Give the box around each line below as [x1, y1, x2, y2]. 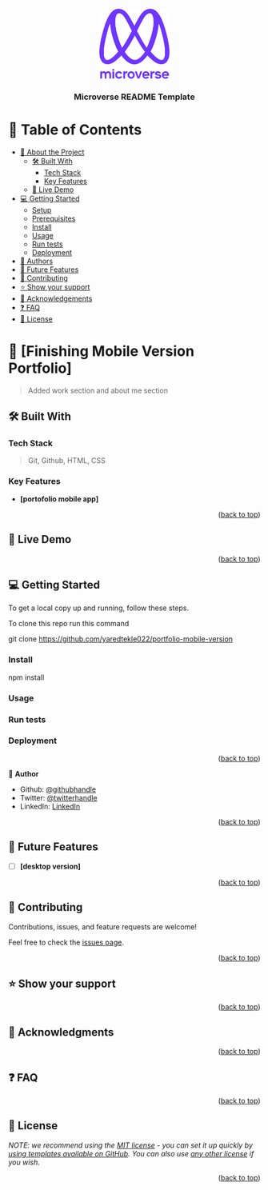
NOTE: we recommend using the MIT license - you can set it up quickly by [8, 1140, 254, 1150]
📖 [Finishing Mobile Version [8, 342, 194, 361]
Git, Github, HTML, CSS [27, 456, 106, 465]
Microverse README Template [74, 91, 195, 102]
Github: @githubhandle [19, 785, 97, 794]
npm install [8, 673, 45, 682]
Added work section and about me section [27, 385, 168, 395]
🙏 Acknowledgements [19, 294, 93, 303]
